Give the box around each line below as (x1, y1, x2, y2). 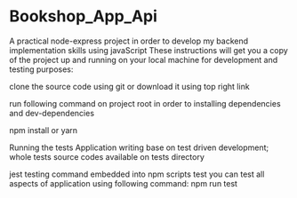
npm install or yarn (9, 124, 78, 135)
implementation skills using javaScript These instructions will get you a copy (9, 44, 289, 55)
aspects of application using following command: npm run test (9, 178, 238, 188)
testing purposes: (9, 64, 74, 75)
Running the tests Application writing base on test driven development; (9, 142, 269, 153)
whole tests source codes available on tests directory (9, 151, 205, 162)
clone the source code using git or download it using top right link (9, 81, 251, 91)
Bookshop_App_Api (9, 6, 158, 27)
